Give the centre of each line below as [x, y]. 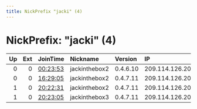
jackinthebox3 [90, 97]
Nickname [84, 59]
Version [126, 59]
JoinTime [51, 59]
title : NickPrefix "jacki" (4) [44, 11]
